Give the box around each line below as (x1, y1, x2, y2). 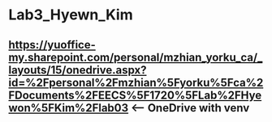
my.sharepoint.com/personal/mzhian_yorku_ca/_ (8, 50, 263, 64)
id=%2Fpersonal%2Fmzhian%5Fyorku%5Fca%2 (8, 75, 264, 90)
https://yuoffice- (8, 38, 96, 52)
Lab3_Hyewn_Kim (8, 6, 133, 24)
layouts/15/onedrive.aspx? (8, 63, 147, 77)
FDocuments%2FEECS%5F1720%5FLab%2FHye (8, 88, 262, 102)
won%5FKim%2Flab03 (8, 101, 129, 115)
